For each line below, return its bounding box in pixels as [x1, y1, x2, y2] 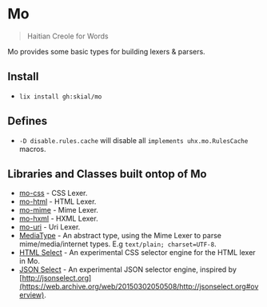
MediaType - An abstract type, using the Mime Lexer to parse [18, 231, 221, 241]
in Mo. [18, 257, 41, 266]
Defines [7, 114, 48, 128]
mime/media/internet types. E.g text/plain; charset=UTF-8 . [18, 239, 217, 249]
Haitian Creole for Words [26, 31, 109, 41]
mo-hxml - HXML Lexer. [18, 213, 98, 224]
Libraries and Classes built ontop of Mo [7, 167, 207, 181]
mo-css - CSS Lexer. [18, 189, 88, 198]
